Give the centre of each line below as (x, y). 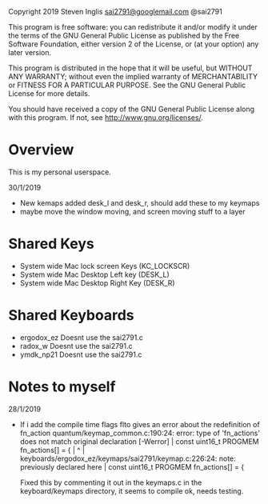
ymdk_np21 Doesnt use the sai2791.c (81, 354)
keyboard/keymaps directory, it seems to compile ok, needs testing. (132, 490)
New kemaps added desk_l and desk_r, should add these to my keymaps (140, 202)
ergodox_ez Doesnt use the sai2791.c (82, 337)
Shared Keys (51, 244)
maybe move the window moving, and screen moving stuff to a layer (132, 211)
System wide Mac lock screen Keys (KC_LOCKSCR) (105, 266)
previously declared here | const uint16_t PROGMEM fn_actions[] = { (132, 466)
